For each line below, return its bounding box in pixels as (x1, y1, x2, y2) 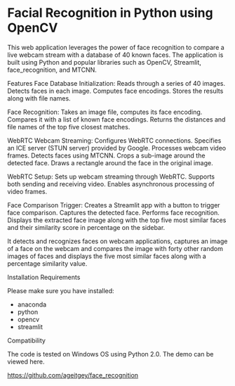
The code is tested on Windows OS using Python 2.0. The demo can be (7, 349, 214, 358)
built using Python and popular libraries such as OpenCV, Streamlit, (7, 58, 202, 66)
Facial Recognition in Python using (7, 5, 213, 21)
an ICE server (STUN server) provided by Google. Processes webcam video (7, 143, 227, 152)
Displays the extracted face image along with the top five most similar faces (7, 216, 227, 224)
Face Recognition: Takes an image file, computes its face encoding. (7, 108, 203, 116)
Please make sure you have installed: (7, 286, 114, 295)
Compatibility (7, 336, 46, 345)
